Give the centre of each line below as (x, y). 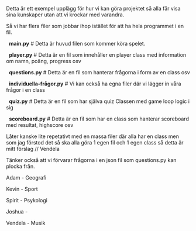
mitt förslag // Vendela (33, 149)
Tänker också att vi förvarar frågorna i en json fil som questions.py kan (91, 160)
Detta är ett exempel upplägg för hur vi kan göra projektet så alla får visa (93, 8)
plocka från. (20, 166)
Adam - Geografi (26, 177)
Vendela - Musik (26, 223)
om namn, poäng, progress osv (44, 61)
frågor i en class (26, 90)
